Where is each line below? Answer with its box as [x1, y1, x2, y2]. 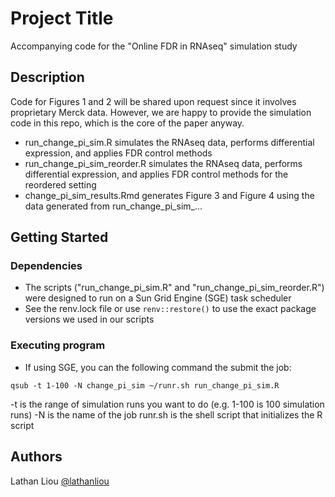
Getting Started [10, 229, 109, 246]
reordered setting [24, 178, 97, 191]
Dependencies [10, 259, 83, 273]
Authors [10, 448, 63, 466]
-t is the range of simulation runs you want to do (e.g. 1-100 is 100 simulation [10, 398, 325, 410]
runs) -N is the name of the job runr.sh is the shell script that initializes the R [10, 408, 323, 421]
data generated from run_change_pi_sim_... [24, 200, 203, 212]
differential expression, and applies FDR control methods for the [24, 168, 289, 180]
